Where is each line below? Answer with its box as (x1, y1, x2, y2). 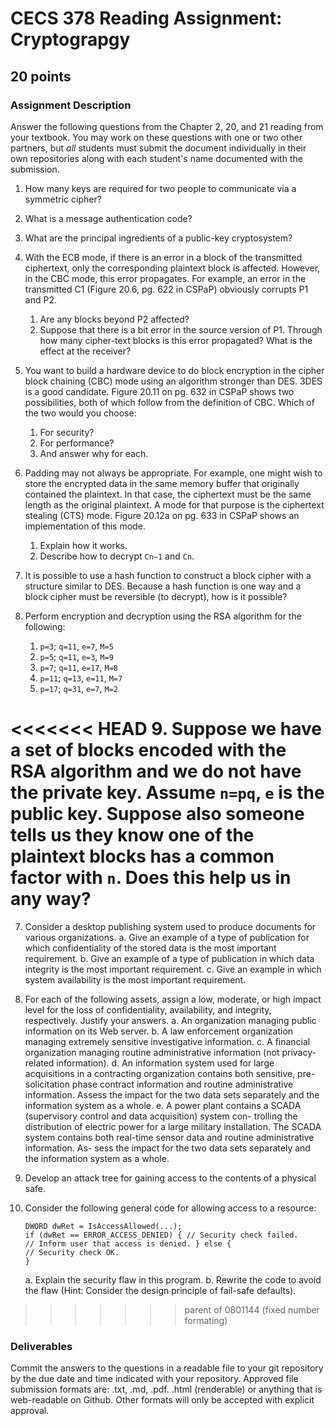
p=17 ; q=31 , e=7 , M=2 (39, 682, 118, 694)
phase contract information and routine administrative (71, 1078, 294, 1090)
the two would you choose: (24, 407, 137, 419)
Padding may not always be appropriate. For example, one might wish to (24, 467, 323, 479)
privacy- (281, 1046, 317, 1058)
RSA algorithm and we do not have (10, 760, 302, 783)
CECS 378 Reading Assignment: (10, 7, 283, 30)
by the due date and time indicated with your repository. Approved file (10, 1373, 299, 1385)
